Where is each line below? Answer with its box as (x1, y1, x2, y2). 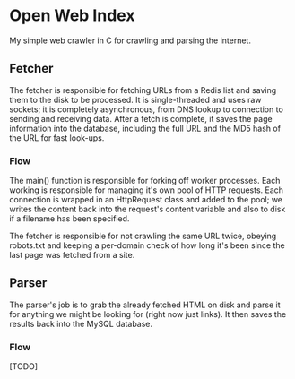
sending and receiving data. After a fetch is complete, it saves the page (9, 113, 273, 124)
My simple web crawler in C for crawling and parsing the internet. (9, 35, 251, 46)
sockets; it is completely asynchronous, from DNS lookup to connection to (9, 104, 284, 115)
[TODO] (9, 361, 39, 372)
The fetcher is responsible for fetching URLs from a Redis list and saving (9, 84, 277, 95)
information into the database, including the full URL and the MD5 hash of (9, 123, 281, 134)
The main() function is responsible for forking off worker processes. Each (9, 176, 281, 186)
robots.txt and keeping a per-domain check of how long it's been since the (9, 240, 285, 251)
